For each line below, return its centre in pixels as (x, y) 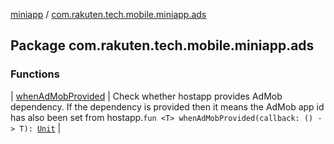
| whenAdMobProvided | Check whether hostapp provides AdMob (146, 96)
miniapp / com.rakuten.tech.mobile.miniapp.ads (108, 14)
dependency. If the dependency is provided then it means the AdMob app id (167, 106)
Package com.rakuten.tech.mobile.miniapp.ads (162, 45)
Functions (35, 74)
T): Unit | (40, 128)
